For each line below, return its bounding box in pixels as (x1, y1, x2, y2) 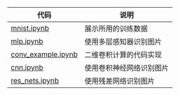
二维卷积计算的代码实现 (84, 50, 162, 59)
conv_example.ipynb (11, 50, 78, 59)
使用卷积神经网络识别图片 (84, 63, 169, 73)
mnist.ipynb (11, 24, 49, 33)
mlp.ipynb (11, 36, 43, 46)
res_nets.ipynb (11, 76, 60, 85)
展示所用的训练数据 (84, 24, 148, 34)
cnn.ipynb (11, 63, 43, 72)
